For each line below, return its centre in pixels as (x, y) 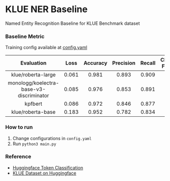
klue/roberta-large (33, 75)
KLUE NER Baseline (46, 9)
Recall (148, 63)
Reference (18, 157)
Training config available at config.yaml (46, 48)
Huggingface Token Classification (48, 167)
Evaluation (33, 63)
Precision (124, 63)
